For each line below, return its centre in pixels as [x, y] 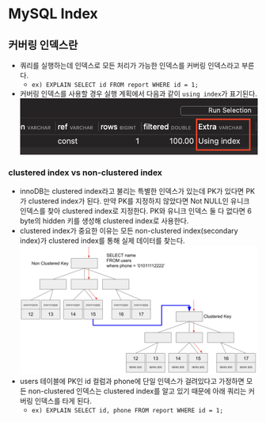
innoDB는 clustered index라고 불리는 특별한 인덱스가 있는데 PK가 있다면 [131, 191]
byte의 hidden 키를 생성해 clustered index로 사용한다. [104, 221]
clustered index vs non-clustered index [85, 173]
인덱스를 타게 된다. [63, 401]
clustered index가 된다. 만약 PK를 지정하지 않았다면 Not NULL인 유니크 [139, 201]
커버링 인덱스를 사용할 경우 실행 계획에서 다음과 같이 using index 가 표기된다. [138, 93]
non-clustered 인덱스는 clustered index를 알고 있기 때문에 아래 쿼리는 [137, 391]
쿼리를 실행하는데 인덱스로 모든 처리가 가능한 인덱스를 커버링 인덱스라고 [129, 65]
